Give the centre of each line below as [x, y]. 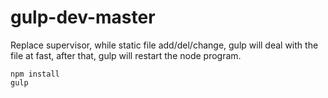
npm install [35, 74]
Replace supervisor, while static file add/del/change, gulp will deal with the [164, 45]
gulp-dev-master [83, 17]
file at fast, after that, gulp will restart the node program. [126, 55]
